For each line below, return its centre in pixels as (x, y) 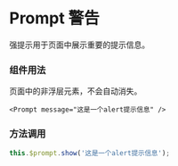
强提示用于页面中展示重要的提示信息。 (79, 45)
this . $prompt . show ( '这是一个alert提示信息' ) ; (90, 153)
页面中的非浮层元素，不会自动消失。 (76, 91)
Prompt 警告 (55, 18)
